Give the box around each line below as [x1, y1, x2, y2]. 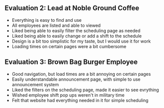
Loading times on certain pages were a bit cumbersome [11, 43, 127, 49]
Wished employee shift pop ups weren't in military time [11, 92, 125, 98]
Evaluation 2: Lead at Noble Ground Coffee [4, 4, 140, 12]
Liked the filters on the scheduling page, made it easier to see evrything [11, 87, 160, 93]
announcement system [11, 81, 59, 87]
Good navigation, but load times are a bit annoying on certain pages [11, 71, 151, 77]
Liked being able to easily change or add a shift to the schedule [11, 33, 142, 39]
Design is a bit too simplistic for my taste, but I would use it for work [11, 38, 151, 44]
